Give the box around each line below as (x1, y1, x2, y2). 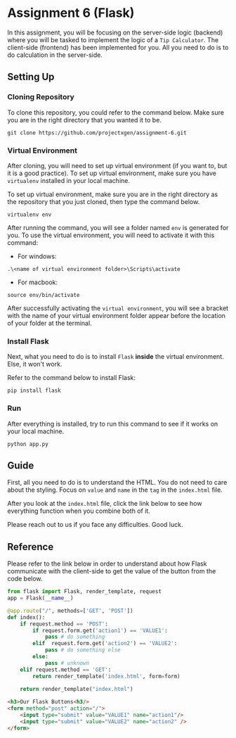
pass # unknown (44, 659, 90, 666)
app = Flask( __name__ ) (7, 594, 74, 602)
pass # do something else (44, 647, 121, 654)
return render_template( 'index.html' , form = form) (32, 673, 181, 680)
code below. (7, 575, 43, 583)
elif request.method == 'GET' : (20, 666, 112, 673)
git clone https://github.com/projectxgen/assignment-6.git (7, 129, 188, 136)
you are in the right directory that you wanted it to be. (7, 115, 162, 124)
